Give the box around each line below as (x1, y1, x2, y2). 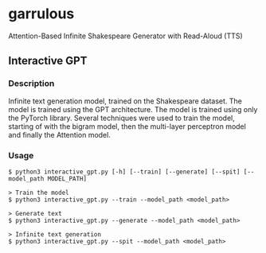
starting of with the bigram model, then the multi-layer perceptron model (8, 121, 247, 131)
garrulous (8, 5, 75, 23)
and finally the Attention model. (8, 130, 111, 139)
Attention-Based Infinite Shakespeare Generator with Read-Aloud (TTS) (8, 31, 243, 41)
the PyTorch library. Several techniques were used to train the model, (8, 113, 235, 123)
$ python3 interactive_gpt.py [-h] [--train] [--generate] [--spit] (8, 168, 241, 176)
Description (8, 78, 55, 89)
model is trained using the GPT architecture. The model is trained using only (8, 104, 258, 114)
